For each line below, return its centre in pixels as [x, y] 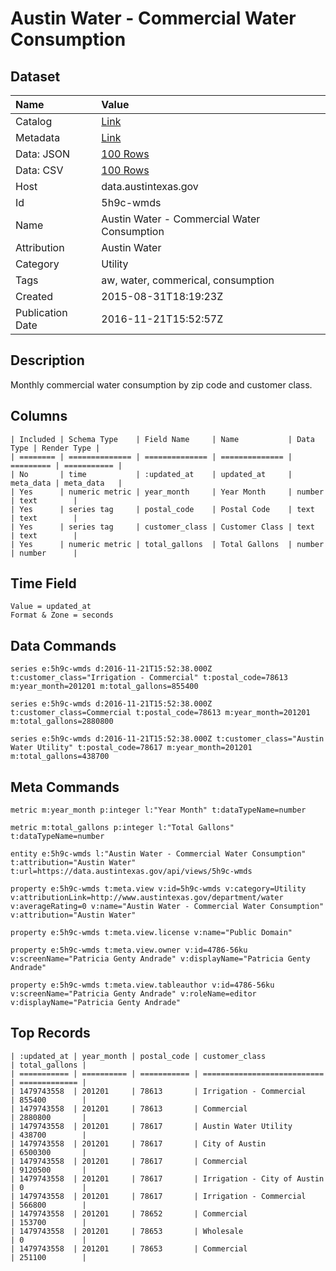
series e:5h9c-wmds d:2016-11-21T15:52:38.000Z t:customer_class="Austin [167, 739]
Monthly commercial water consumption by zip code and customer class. [161, 384]
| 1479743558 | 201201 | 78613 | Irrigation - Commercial [158, 1091]
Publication [41, 312]
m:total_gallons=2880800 [62, 722]
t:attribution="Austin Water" [73, 863]
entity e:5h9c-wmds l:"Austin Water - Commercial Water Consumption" [158, 854]
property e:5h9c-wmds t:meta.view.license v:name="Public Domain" [151, 933]
